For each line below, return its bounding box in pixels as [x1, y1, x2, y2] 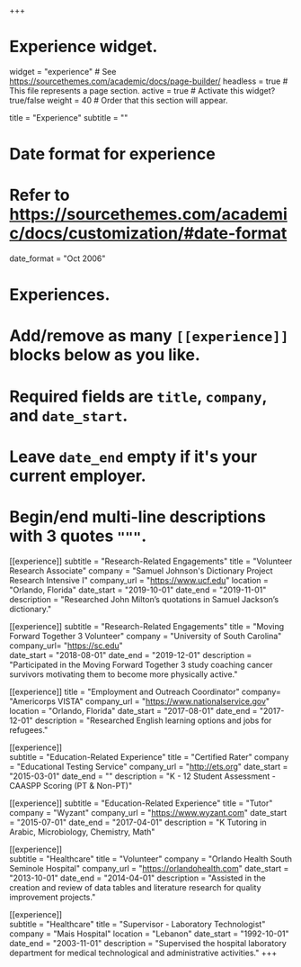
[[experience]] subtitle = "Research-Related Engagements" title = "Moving [9, 620, 285, 631]
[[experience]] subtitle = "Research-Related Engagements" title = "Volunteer [9, 556, 293, 566]
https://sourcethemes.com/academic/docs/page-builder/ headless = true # [9, 76, 288, 86]
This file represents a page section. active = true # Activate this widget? [9, 85, 276, 95]
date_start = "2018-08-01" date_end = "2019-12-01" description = [9, 649, 252, 660]
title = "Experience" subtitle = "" [9, 112, 128, 122]
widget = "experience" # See [9, 66, 117, 77]
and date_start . [9, 405, 128, 426]
